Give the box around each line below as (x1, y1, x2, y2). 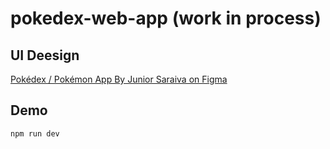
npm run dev (10, 128, 60, 139)
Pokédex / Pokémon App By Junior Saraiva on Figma (10, 73, 228, 85)
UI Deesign (10, 47, 80, 64)
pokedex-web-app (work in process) (10, 7, 322, 30)
